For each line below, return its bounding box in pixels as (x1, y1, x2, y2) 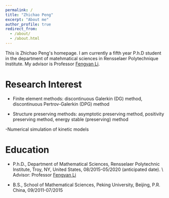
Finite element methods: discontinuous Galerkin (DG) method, (12, 95, 143, 102)
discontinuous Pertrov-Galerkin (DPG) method (12, 101, 109, 107)
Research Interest (5, 79, 82, 90)
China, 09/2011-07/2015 (12, 187, 63, 193)
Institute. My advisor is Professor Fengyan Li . (5, 61, 100, 67)
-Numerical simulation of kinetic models (5, 126, 89, 132)
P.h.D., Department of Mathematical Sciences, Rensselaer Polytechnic (12, 161, 160, 167)
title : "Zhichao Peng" (5, 12, 53, 17)
